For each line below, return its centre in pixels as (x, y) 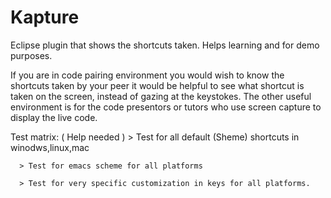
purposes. (31, 55)
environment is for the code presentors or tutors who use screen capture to (166, 107)
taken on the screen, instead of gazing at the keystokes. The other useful (161, 96)
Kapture (45, 17)
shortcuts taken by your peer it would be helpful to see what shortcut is (157, 85)
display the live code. (54, 117)
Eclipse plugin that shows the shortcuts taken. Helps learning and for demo (165, 45)
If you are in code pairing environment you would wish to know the (147, 75)
